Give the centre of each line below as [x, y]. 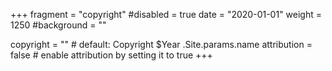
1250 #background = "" [58, 25]
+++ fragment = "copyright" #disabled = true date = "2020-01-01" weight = [166, 14]
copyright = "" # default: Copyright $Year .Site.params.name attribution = [161, 44]
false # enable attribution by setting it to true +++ [111, 55]
